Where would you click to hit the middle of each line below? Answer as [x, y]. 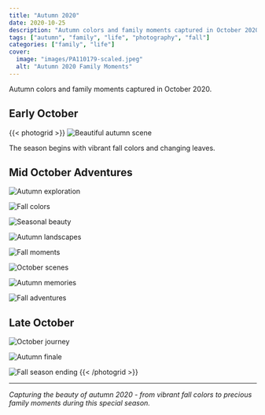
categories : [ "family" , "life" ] [62, 45]
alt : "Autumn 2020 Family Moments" [74, 67]
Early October [44, 114]
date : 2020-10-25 [37, 23]
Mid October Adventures [71, 173]
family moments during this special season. [79, 403]
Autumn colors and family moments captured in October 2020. [110, 89]
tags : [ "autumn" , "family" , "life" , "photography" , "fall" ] [110, 37]
